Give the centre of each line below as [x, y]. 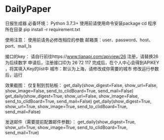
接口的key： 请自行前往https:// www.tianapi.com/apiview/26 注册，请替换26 [82, 56]
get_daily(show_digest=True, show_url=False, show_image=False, [72, 96]
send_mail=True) [22, 132]
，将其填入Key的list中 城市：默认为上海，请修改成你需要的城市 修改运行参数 [82, 69]
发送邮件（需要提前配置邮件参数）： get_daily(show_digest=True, [70, 122]
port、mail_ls [18, 46]
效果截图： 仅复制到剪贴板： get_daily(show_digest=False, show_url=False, [81, 85]
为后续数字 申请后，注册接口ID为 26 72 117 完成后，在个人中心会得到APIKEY [82, 62]
